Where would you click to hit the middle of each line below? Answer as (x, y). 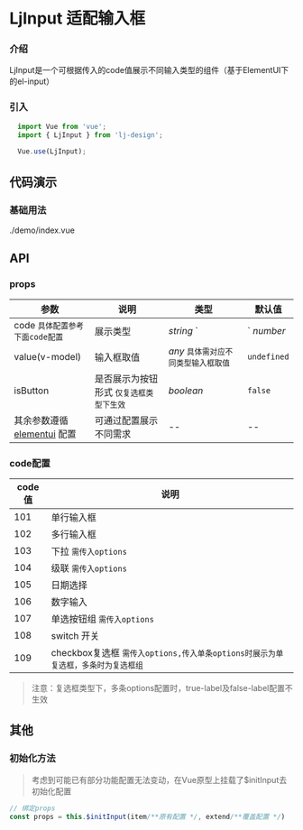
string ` (183, 330)
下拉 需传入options (89, 551)
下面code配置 (39, 337)
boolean (186, 391)
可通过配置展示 (126, 420)
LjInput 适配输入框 (78, 18)
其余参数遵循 (41, 420)
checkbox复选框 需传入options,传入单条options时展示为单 (167, 652)
